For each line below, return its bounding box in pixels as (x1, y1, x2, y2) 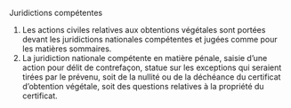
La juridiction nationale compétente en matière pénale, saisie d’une (21, 53, 268, 63)
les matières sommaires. (21, 43, 112, 54)
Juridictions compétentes (9, 8, 103, 18)
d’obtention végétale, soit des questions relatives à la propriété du (21, 81, 264, 91)
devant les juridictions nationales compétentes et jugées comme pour (21, 35, 278, 44)
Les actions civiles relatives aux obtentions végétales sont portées (21, 25, 266, 35)
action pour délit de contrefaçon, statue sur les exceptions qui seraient (21, 62, 282, 73)
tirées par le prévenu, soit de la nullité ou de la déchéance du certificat (21, 72, 281, 82)
